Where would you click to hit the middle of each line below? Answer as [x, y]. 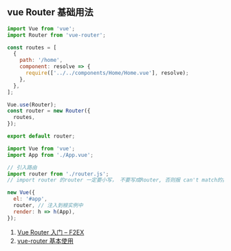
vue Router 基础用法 [51, 12]
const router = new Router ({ [49, 111]
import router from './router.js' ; [58, 174]
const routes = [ [32, 47]
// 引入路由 [22, 167]
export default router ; [41, 136]
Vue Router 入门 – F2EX [51, 232]
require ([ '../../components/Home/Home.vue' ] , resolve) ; [107, 73]
